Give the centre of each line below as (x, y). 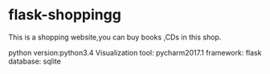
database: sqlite (35, 61)
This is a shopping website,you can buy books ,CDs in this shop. (115, 37)
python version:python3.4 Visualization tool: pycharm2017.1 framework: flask (135, 52)
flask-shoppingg (65, 15)
